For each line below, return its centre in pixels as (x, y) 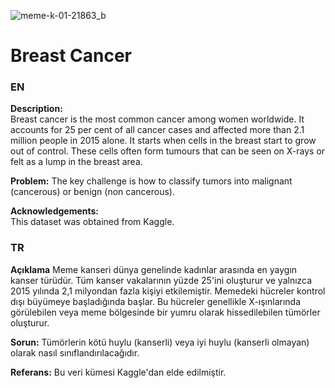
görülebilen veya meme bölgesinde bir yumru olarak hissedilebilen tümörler (165, 312)
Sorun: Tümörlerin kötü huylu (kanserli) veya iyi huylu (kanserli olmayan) (160, 342)
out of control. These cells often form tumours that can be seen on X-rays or (168, 151)
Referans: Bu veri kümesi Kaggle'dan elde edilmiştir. (118, 372)
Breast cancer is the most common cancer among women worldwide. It (157, 119)
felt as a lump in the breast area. (76, 162)
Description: (36, 109)
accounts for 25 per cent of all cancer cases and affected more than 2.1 (157, 130)
